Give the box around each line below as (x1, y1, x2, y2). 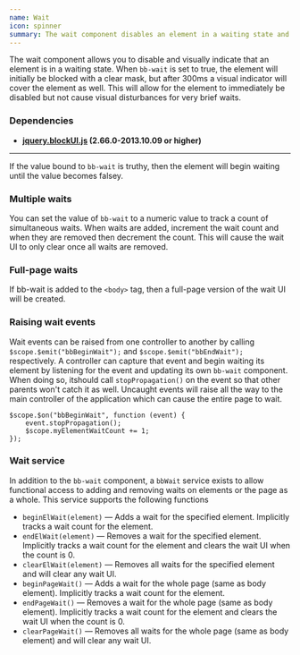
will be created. (9, 293, 66, 304)
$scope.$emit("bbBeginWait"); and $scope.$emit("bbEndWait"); (9, 345, 244, 356)
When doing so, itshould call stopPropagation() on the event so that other (9, 374, 281, 385)
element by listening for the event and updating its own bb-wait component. (9, 364, 288, 376)
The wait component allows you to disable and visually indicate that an (9, 55, 270, 65)
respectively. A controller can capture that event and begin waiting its (9, 355, 265, 366)
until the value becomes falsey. (9, 170, 123, 181)
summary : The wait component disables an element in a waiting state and (9, 30, 290, 38)
